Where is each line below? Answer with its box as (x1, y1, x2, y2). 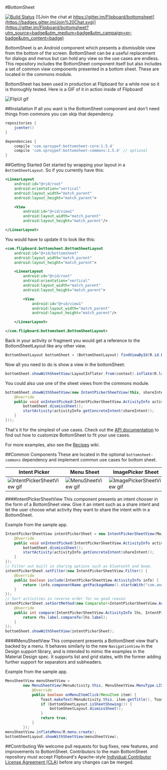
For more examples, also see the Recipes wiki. (5, 441, 100, 447)
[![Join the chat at (35, 14, 72, 19)
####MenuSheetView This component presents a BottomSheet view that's (5, 638, 159, 644)
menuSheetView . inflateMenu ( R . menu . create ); (5, 729, 97, 735)
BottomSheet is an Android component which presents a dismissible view (5, 45, 156, 50)
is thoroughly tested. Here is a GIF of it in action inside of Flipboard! (5, 86, 143, 92)
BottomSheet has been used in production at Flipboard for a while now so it (5, 81, 160, 87)
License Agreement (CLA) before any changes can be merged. (5, 759, 134, 765)
